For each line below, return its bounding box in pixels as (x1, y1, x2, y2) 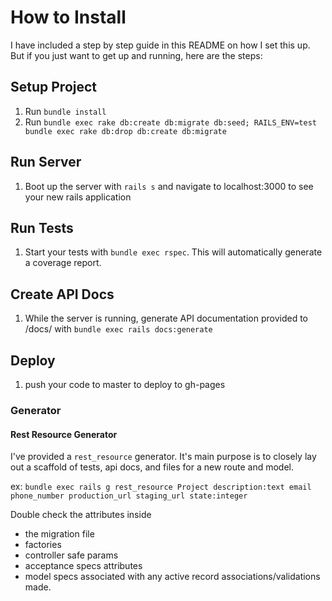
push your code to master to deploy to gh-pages (24, 379, 226, 390)
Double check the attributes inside (10, 509, 152, 521)
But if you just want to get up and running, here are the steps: (10, 49, 263, 61)
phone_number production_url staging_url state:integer (10, 491, 248, 501)
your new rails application (24, 191, 132, 203)
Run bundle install (24, 105, 107, 117)
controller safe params (24, 549, 119, 561)
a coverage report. (24, 257, 102, 269)
